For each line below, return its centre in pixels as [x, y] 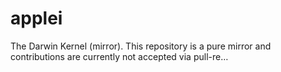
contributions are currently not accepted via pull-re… [119, 56]
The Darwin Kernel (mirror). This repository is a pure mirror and [141, 46]
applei [36, 18]
